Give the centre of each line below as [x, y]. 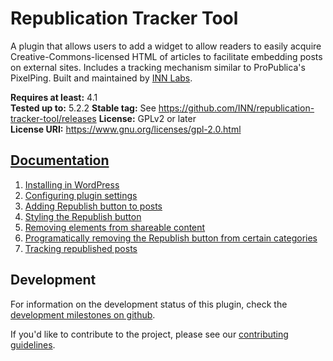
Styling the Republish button [83, 216]
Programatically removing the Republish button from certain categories [171, 238]
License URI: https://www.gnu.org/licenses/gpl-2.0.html [126, 129]
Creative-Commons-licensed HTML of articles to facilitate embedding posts [166, 56]
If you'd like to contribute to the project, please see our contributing [149, 334]
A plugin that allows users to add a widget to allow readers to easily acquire [166, 46]
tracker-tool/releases [53, 118]
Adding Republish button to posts [93, 206]
